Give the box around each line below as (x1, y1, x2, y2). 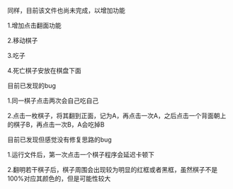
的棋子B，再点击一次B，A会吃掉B (7, 120, 105, 129)
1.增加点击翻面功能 (7, 21, 62, 30)
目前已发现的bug (7, 81, 57, 90)
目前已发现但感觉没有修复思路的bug (7, 135, 112, 144)
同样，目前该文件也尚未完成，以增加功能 (7, 6, 125, 14)
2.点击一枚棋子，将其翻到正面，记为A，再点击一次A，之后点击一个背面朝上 (7, 112, 227, 120)
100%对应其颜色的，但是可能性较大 (7, 174, 111, 183)
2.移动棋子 (7, 36, 38, 45)
